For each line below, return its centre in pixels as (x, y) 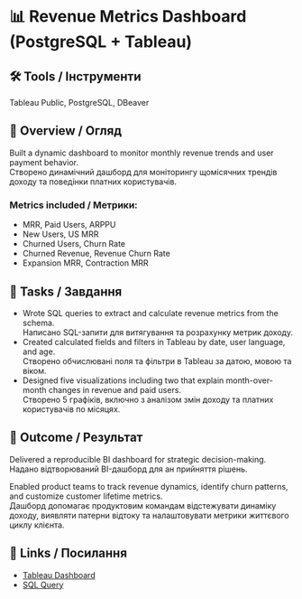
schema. (38, 323)
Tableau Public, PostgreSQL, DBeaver (79, 103)
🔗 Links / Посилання (69, 553)
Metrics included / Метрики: (73, 205)
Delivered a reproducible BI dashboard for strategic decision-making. (138, 459)
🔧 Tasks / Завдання (66, 291)
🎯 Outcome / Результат (76, 438)
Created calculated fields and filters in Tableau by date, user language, (154, 342)
